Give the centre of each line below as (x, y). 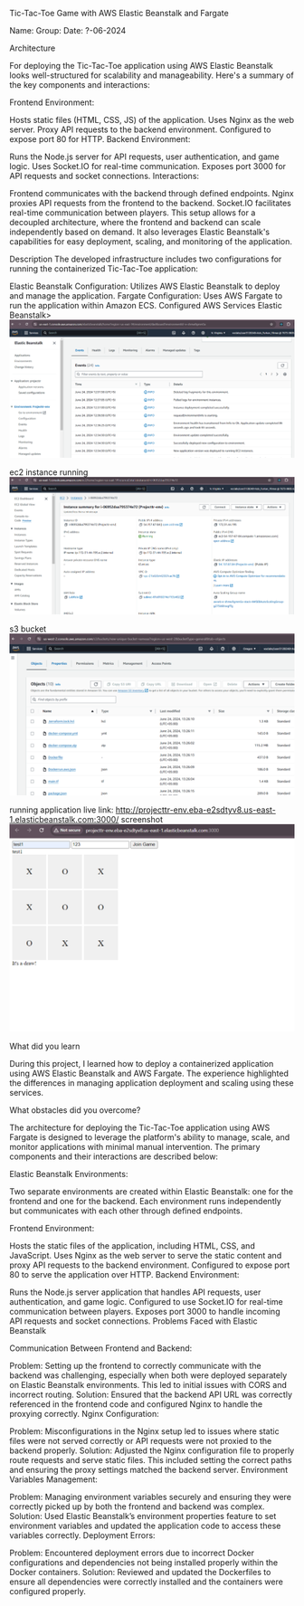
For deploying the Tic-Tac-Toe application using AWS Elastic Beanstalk (142, 66)
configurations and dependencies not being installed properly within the (144, 1563)
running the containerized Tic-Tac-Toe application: (104, 269)
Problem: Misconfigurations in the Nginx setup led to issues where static (144, 1431)
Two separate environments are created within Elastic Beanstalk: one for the (152, 1192)
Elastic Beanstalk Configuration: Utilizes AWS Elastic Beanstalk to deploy (145, 286)
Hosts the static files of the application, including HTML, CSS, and (132, 1246)
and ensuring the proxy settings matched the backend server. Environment (148, 1470)
